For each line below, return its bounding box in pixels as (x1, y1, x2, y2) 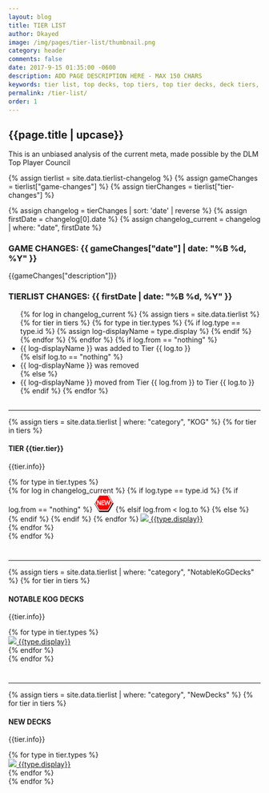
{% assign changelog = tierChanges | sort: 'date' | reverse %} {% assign (8, 206, 247, 215)
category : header (8, 46, 66, 55)
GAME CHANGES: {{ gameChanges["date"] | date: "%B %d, (8, 243, 247, 254)
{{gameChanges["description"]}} (8, 271, 118, 280)
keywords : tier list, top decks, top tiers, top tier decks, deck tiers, (8, 80, 260, 88)
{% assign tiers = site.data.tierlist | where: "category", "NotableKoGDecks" (8, 567, 255, 577)
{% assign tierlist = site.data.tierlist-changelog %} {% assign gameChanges (8, 173, 259, 183)
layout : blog (8, 13, 52, 21)
